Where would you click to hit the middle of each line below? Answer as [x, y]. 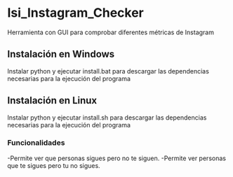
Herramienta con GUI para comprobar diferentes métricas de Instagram [111, 32]
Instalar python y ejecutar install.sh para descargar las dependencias [107, 118]
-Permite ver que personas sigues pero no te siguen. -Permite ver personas [117, 158]
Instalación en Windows [61, 54]
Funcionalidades [36, 143]
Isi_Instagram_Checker [75, 13]
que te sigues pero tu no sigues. [54, 165]
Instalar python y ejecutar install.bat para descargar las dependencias [108, 71]
